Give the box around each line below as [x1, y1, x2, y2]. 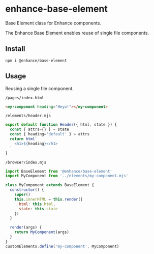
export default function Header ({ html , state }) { [5, 122, 117, 127]
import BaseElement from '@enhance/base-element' [5, 168, 113, 174]
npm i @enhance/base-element [5, 58, 67, 63]
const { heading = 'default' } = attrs [10, 132, 90, 137]
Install [5, 44, 25, 53]
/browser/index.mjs [5, 160, 47, 165]
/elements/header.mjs [5, 113, 51, 119]
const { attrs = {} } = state [10, 127, 70, 132]
